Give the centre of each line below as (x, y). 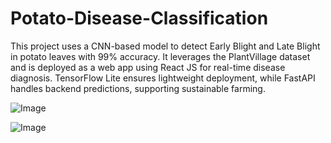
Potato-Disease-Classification (139, 18)
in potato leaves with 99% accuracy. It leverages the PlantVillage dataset (160, 56)
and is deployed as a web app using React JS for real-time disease (148, 67)
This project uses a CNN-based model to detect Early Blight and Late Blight (165, 46)
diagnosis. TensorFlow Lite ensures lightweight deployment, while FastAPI (163, 78)
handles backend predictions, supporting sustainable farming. (138, 88)
